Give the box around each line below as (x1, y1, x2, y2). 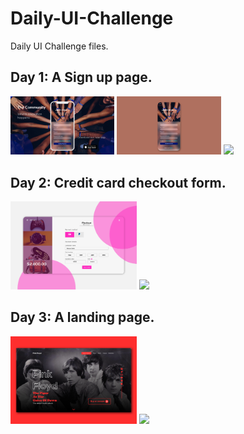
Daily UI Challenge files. (10, 40, 109, 52)
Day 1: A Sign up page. (10, 69, 153, 86)
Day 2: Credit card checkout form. (10, 174, 227, 191)
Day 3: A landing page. (10, 309, 155, 326)
